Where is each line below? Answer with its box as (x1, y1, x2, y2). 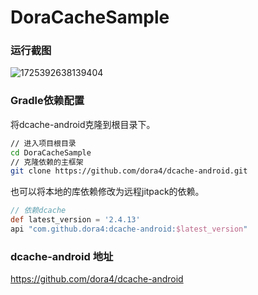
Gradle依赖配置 (10, 94, 85, 108)
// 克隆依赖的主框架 (10, 157, 84, 167)
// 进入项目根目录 (10, 138, 77, 148)
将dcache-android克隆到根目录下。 (10, 118, 156, 130)
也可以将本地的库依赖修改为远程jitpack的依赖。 (10, 186, 205, 198)
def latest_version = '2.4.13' (10, 215, 141, 225)
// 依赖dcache (10, 206, 67, 216)
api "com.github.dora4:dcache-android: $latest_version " (10, 224, 248, 235)
